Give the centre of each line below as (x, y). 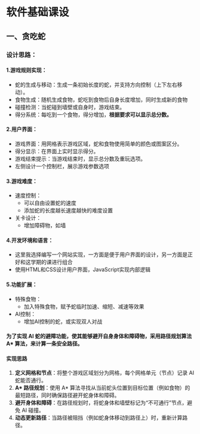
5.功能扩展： (22, 284)
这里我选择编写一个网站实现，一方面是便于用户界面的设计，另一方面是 (101, 254)
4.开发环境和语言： (30, 240)
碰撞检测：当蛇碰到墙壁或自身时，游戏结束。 (70, 107)
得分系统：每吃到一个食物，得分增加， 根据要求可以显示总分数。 (93, 114)
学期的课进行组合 (52, 262)
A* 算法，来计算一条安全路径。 (44, 344)
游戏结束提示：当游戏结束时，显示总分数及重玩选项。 (80, 159)
